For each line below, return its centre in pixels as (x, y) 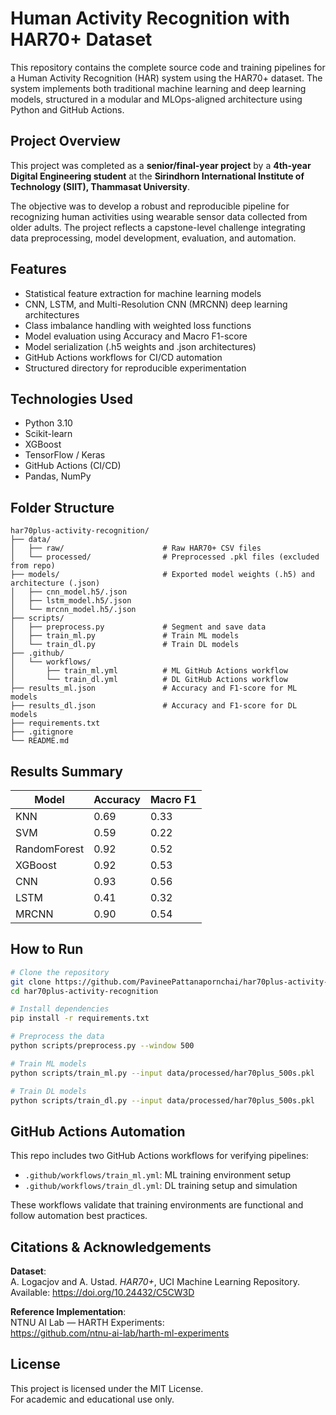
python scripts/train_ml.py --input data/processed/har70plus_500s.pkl (162, 1073)
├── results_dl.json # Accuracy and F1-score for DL (154, 706)
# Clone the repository (60, 972)
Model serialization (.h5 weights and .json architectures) (140, 346)
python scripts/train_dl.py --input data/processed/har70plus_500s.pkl (162, 1100)
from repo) (33, 566)
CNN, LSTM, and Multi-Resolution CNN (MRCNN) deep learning (156, 304)
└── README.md (40, 741)
